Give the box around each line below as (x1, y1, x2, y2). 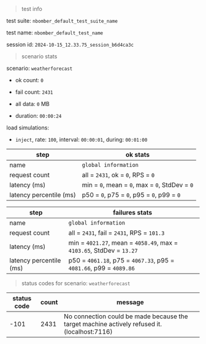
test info (21, 6, 43, 12)
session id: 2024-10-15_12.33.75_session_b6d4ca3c (6, 41, 134, 48)
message (116, 298, 144, 306)
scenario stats (21, 53, 58, 60)
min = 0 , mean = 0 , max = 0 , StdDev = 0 (82, 181, 194, 189)
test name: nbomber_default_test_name (6, 29, 104, 36)
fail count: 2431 (15, 88, 53, 96)
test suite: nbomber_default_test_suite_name (6, 17, 118, 24)
